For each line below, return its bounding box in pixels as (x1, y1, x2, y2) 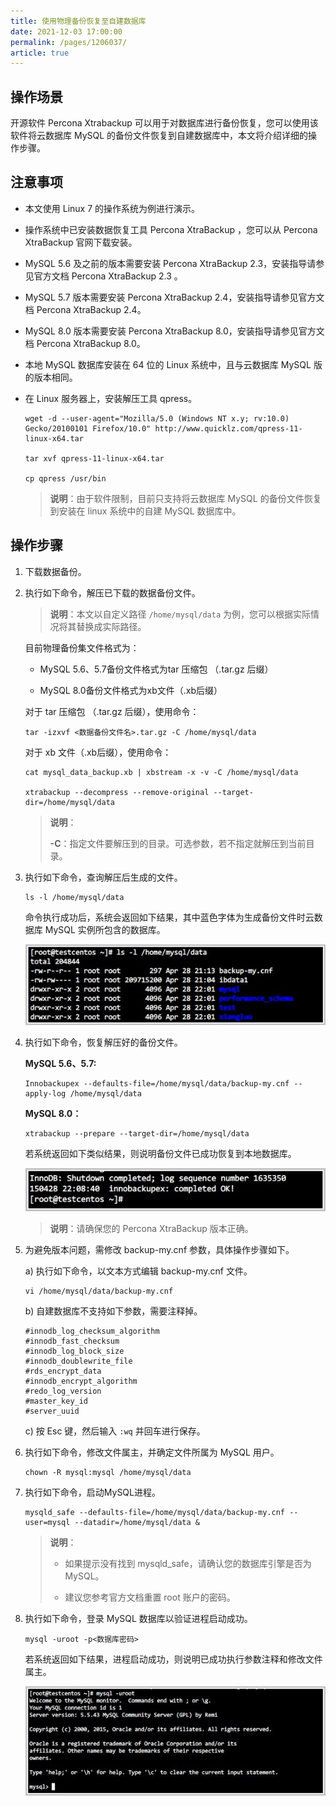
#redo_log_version (24, 1386, 102, 1397)
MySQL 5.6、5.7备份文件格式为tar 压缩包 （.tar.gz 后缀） (39, 663, 274, 675)
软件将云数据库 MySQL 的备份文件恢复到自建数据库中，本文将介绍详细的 (10, 130, 309, 142)
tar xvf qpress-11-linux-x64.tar (24, 453, 165, 464)
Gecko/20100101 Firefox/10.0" (24, 423, 152, 434)
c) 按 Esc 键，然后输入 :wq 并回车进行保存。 (24, 1425, 206, 1437)
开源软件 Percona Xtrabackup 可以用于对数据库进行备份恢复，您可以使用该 (10, 117, 319, 129)
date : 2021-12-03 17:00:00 (10, 26, 123, 37)
